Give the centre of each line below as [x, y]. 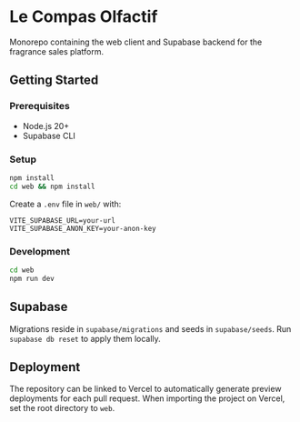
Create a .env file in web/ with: [65, 204]
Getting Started [54, 80]
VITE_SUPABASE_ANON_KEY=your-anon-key [83, 228]
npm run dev [32, 278]
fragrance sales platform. [57, 51]
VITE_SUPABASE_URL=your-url [63, 220]
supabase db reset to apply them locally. [85, 338]
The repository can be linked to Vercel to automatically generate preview [145, 389]
